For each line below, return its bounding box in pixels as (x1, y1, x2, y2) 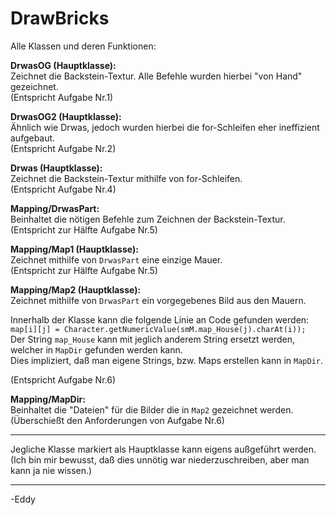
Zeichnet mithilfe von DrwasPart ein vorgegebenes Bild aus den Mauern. (10, 294, 307, 306)
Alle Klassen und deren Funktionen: (10, 40, 157, 52)
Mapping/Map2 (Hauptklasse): (10, 283, 142, 296)
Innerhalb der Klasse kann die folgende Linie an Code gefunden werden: (10, 313, 310, 326)
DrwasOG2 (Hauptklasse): (10, 110, 122, 122)
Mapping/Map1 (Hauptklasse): (10, 243, 139, 255)
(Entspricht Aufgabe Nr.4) (10, 183, 117, 195)
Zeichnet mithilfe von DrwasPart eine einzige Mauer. (10, 253, 223, 266)
